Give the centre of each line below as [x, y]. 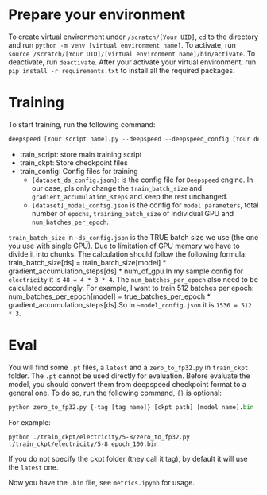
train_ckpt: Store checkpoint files [74, 162]
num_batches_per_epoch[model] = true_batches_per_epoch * [109, 296]
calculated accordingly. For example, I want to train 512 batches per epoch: [131, 288]
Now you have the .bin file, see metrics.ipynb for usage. [101, 482]
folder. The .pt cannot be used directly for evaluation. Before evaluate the [129, 376]
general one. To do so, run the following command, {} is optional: [115, 393]
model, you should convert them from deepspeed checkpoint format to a [127, 384]
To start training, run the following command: [82, 124]
